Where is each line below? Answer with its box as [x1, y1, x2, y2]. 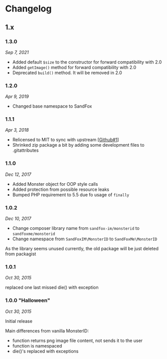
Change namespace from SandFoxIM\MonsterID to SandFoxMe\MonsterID [12, 236, 158, 242]
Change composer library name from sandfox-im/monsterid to [12, 225, 140, 231]
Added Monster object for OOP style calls [12, 181, 98, 187]
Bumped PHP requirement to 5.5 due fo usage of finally [12, 191, 130, 198]
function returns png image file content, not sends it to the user [12, 337, 143, 343]
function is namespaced [12, 342, 62, 348]
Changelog [5, 3, 52, 15]
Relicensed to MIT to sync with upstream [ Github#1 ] [12, 137, 119, 143]
